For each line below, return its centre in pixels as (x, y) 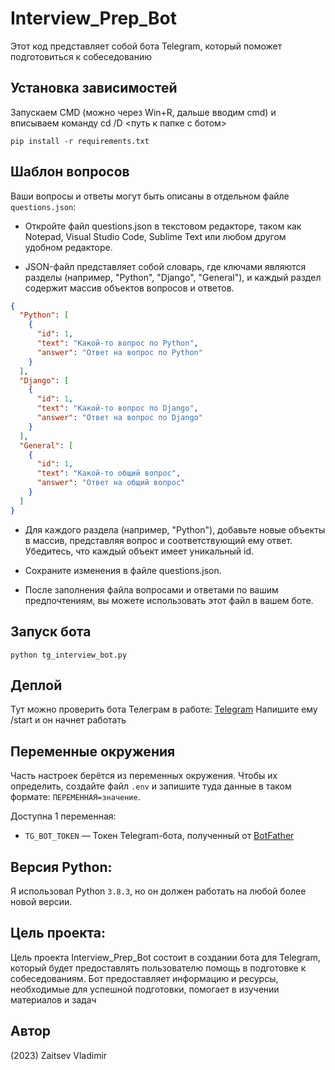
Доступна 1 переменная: (63, 816)
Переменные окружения (93, 751)
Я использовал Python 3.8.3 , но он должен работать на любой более (158, 891)
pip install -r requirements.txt (80, 141)
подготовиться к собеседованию (81, 56)
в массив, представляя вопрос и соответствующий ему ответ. (158, 540)
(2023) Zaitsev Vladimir (59, 1055)
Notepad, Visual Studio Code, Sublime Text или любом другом (155, 236)
